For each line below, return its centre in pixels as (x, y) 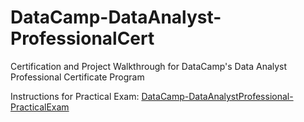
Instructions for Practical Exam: (75, 96)
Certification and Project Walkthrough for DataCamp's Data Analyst (149, 66)
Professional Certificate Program (77, 77)
